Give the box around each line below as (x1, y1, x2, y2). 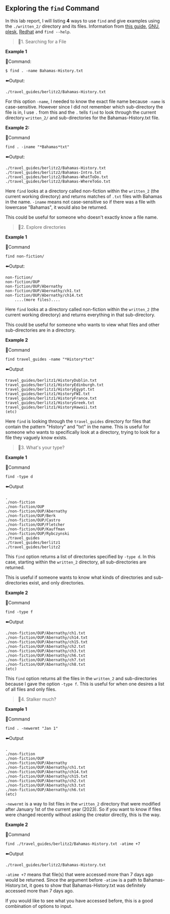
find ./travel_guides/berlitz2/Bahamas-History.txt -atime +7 (5, 841, 140, 846)
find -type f (5, 609, 33, 615)
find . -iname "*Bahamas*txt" (5, 144, 70, 149)
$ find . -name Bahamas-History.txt (5, 68, 83, 73)
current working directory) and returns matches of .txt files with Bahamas (5, 193, 162, 199)
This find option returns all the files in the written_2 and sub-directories (5, 675, 157, 681)
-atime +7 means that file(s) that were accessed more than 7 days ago (5, 871, 154, 877)
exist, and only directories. (29, 579, 85, 585)
